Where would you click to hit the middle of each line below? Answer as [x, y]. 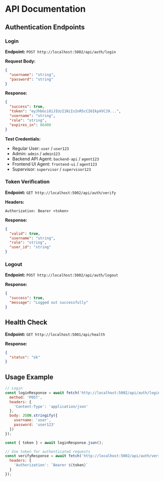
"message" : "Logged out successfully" [49, 303]
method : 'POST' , [26, 397]
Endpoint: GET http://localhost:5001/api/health [55, 334]
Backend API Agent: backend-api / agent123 [55, 159]
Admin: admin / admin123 [36, 153]
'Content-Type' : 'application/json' [51, 407]
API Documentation [45, 9]
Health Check [26, 323]
